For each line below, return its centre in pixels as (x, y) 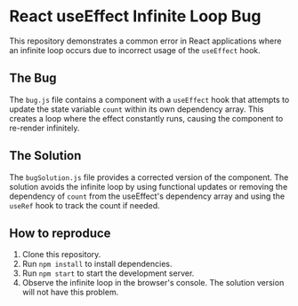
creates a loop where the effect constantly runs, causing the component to (146, 118)
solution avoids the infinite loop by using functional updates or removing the (149, 186)
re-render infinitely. (44, 128)
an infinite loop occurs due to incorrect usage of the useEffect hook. (135, 50)
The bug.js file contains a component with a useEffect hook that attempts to (149, 99)
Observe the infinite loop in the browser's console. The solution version (153, 283)
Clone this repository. (61, 255)
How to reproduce (60, 233)
